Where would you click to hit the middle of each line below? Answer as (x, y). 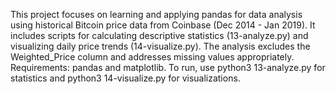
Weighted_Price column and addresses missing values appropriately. (152, 57)
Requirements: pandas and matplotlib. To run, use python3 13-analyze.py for (168, 67)
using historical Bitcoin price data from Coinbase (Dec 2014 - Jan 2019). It (163, 25)
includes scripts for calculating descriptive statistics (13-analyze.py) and (159, 35)
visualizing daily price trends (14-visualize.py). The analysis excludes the (160, 46)
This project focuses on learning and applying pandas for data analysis (156, 14)
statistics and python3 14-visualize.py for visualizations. (125, 78)
